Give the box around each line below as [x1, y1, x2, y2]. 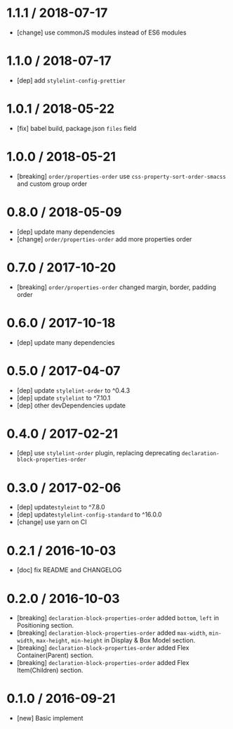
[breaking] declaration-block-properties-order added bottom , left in [16, 614, 219, 622]
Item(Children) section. [16, 666, 84, 675]
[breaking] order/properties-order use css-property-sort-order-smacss [16, 172, 226, 180]
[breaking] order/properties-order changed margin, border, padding [16, 283, 217, 291]
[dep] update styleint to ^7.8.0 [16, 503, 106, 512]
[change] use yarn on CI [16, 518, 87, 526]
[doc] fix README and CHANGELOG [16, 566, 122, 574]
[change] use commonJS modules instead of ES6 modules [16, 28, 187, 37]
